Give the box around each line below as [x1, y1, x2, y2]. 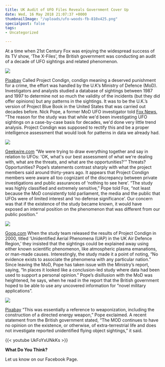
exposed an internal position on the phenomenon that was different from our [5, 206, 160, 212]
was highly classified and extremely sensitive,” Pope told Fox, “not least [5, 185, 151, 191]
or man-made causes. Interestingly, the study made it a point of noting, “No [5, 251, 159, 257]
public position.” [5, 212, 38, 217]
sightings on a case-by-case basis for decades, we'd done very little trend [5, 119, 156, 125]
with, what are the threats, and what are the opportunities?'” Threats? [5, 159, 146, 165]
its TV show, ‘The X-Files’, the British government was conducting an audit [5, 53, 156, 59]
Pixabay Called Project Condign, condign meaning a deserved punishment [5, 77, 156, 83]
